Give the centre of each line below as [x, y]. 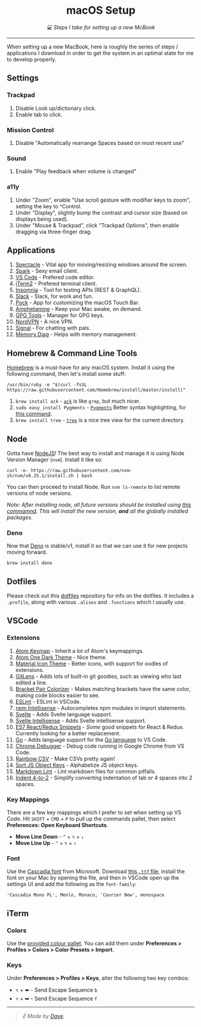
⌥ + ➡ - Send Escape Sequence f [56, 999]
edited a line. [31, 682]
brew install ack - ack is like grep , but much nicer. [78, 401]
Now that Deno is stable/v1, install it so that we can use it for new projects [98, 546]
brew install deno [30, 563]
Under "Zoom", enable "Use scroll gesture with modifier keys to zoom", [103, 200]
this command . [34, 414]
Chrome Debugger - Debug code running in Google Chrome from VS [100, 746]
